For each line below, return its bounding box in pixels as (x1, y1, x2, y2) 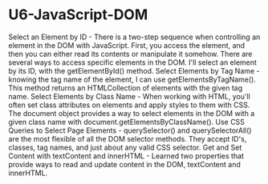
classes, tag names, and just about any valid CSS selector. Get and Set (8, 142, 242, 152)
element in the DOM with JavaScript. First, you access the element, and (8, 40, 246, 50)
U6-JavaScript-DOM (8, 6, 148, 24)
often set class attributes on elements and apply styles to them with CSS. (8, 100, 250, 110)
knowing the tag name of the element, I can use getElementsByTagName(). (8, 74, 257, 84)
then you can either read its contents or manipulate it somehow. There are (8, 49, 253, 58)
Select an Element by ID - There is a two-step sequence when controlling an (8, 32, 261, 42)
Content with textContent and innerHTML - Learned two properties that (8, 150, 245, 161)
